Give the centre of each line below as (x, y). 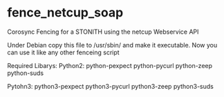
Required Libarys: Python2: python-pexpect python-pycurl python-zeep (110, 65)
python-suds (25, 73)
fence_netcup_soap (65, 13)
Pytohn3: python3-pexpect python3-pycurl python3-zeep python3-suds (111, 86)
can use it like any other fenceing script (63, 52)
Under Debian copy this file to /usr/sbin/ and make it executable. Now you (112, 45)
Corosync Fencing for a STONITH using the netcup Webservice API (103, 32)
